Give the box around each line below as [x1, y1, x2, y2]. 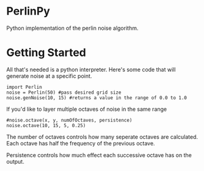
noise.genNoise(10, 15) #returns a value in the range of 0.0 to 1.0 [6, 94, 188, 101]
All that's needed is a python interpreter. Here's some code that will [6, 66, 176, 73]
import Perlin [6, 84, 43, 90]
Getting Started [6, 46, 87, 60]
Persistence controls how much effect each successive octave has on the [6, 151, 192, 159]
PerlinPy [6, 4, 51, 18]
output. [6, 158, 24, 165]
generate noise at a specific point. [6, 72, 92, 80]
